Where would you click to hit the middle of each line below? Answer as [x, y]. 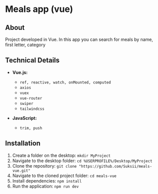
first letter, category [25, 45]
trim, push [31, 128]
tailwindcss [32, 109]
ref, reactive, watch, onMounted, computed [65, 82]
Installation [23, 144]
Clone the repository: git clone [44, 166]
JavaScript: [25, 118]
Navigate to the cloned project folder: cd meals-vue [64, 176]
